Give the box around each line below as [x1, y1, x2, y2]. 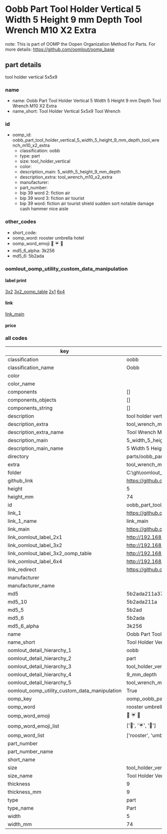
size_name [7, 772, 33, 779]
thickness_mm [7, 788, 42, 795]
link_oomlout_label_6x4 [7, 558, 63, 565]
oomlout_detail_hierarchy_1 [7, 647, 72, 654]
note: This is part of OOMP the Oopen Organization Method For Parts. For [5, 41, 156, 47]
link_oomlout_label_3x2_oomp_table [7, 550, 92, 557]
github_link [7, 477, 33, 484]
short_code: [12, 230, 37, 236]
